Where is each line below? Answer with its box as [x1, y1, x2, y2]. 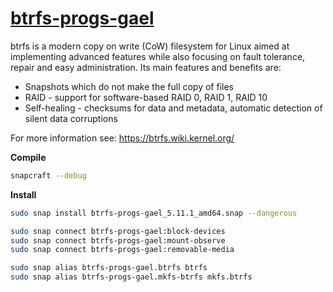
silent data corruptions [24, 112, 118, 124]
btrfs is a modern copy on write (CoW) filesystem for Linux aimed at [10, 40, 290, 52]
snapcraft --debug [10, 170, 87, 181]
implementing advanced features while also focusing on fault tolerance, [10, 50, 306, 62]
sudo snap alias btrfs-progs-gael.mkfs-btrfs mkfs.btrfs [10, 272, 253, 282]
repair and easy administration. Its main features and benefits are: [10, 61, 282, 73]
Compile [10, 151, 47, 163]
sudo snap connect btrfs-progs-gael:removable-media [10, 245, 235, 255]
